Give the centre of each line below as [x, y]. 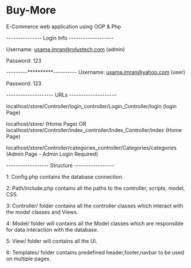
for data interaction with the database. [52, 229]
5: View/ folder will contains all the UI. [52, 241]
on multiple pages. [29, 259]
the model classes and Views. [42, 212]
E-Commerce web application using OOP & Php [64, 26]
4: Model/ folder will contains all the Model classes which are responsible [95, 223]
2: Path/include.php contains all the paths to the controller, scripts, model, [95, 188]
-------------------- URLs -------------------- [61, 95]
